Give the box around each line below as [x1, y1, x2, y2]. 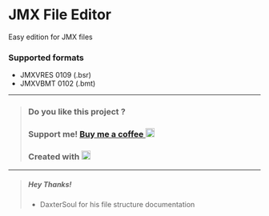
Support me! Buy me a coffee [27, 129, 144, 140]
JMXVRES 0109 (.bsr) [19, 70, 92, 80]
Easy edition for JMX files [8, 32, 94, 42]
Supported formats [8, 52, 84, 63]
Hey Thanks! [27, 179, 72, 189]
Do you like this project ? [27, 106, 126, 118]
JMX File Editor [8, 6, 112, 24]
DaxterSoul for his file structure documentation [39, 200, 195, 210]
